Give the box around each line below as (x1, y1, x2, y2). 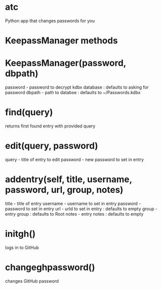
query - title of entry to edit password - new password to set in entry (5, 157, 144, 162)
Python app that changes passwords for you (5, 18, 95, 24)
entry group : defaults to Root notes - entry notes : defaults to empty (5, 211, 144, 217)
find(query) (5, 107, 53, 118)
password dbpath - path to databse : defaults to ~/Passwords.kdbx (5, 90, 141, 96)
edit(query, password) (5, 140, 98, 152)
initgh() (5, 228, 36, 240)
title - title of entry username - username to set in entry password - (5, 200, 141, 206)
